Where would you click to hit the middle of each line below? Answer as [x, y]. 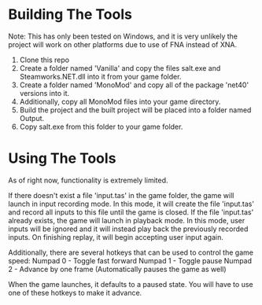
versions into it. [44, 93]
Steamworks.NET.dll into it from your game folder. [100, 76]
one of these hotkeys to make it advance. [75, 292]
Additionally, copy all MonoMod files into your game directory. [120, 101]
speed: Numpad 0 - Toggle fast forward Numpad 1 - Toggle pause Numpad [130, 260]
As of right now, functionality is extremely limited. [88, 180]
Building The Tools [70, 15]
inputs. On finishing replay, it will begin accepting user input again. [116, 237]
